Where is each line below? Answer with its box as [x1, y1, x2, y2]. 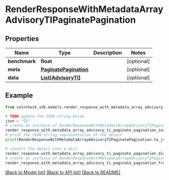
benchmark [8, 58, 36, 65]
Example [5, 91, 33, 100]
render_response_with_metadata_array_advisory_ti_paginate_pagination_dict [5, 151, 167, 156]
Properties [5, 34, 39, 43]
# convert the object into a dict [5, 146, 78, 151]
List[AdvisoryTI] [40, 74, 81, 81]
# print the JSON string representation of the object [5, 133, 123, 138]
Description [93, 49, 122, 56]
